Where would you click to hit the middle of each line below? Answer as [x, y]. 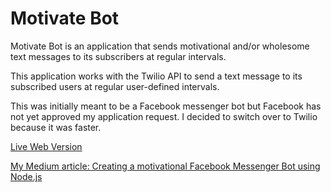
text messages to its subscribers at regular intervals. [118, 56]
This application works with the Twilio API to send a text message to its [156, 76]
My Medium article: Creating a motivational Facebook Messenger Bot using [165, 166]
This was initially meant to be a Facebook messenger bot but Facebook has [166, 106]
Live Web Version [46, 146]
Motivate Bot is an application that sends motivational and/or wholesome [160, 46]
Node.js [26, 176]
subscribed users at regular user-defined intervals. [115, 86]
